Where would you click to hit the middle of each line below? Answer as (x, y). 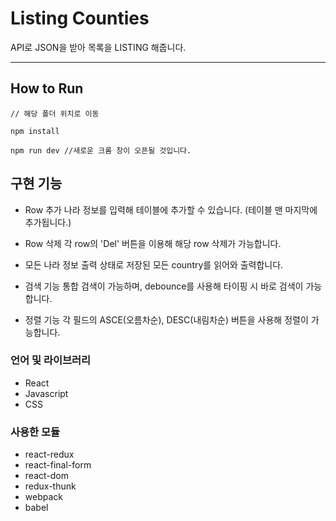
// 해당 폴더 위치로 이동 (55, 113)
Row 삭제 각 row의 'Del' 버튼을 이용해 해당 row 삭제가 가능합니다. (153, 243)
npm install (35, 131)
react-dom (46, 476)
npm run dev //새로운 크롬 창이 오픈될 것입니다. (101, 150)
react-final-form (58, 465)
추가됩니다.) (48, 222)
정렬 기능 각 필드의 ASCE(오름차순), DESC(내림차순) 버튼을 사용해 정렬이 (166, 319)
